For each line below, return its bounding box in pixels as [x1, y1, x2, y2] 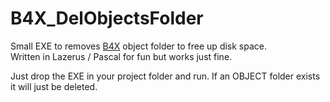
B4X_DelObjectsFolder [10, 7, 204, 30]
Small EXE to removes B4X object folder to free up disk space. [10, 40, 268, 52]
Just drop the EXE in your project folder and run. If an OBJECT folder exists [10, 70, 321, 82]
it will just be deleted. [10, 80, 98, 92]
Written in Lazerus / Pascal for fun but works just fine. [10, 50, 233, 62]
